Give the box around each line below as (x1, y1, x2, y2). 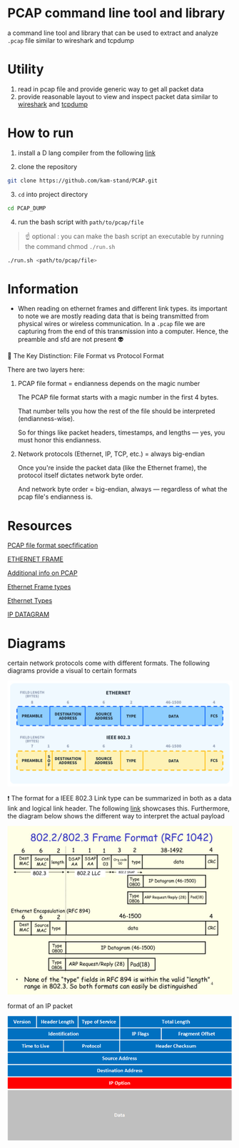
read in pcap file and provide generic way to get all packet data (17, 84, 204, 93)
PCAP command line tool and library (7, 5, 225, 21)
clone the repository (17, 162, 78, 171)
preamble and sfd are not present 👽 (17, 335, 124, 344)
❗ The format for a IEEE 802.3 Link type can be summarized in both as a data (7, 794, 232, 803)
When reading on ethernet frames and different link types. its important (17, 305, 228, 313)
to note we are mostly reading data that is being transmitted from (17, 312, 209, 320)
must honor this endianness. (17, 436, 102, 445)
